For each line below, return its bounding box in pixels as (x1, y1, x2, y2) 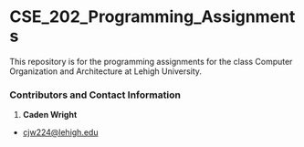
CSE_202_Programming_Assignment (9, 6, 296, 27)
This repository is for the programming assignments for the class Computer (9, 56, 293, 67)
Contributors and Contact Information (9, 89, 181, 101)
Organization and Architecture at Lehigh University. (9, 66, 203, 77)
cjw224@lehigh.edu (22, 127, 99, 138)
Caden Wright (22, 110, 78, 121)
